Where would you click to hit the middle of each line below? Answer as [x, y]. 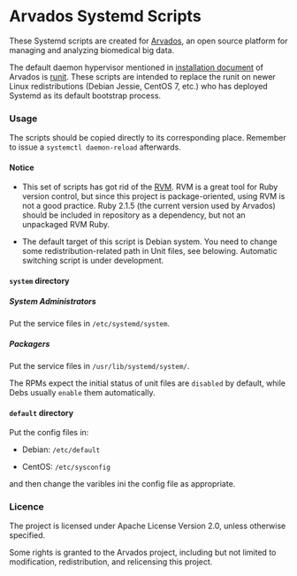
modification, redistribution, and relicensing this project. [111, 562]
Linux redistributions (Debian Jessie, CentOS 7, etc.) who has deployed [138, 86]
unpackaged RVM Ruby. [66, 225]
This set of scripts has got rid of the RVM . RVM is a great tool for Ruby [150, 187]
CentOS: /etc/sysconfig [66, 467]
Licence [27, 507]
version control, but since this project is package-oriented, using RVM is [153, 196]
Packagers [30, 343]
